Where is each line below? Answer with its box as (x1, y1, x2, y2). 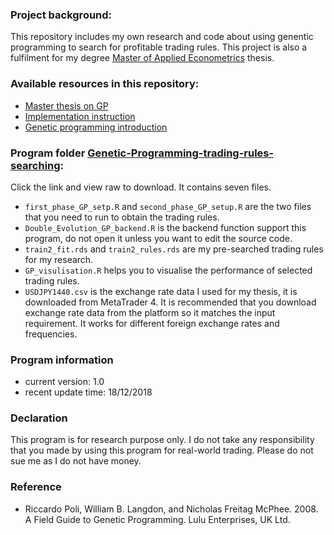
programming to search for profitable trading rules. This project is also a (10, 41, 308, 53)
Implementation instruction (24, 110, 136, 122)
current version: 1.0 (24, 376, 105, 388)
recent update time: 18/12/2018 (24, 386, 153, 398)
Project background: (10, 8, 113, 22)
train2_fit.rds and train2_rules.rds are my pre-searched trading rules (24, 243, 324, 255)
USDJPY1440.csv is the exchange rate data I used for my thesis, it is (24, 285, 298, 297)
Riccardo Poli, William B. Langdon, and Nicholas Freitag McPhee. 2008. (24, 503, 319, 515)
